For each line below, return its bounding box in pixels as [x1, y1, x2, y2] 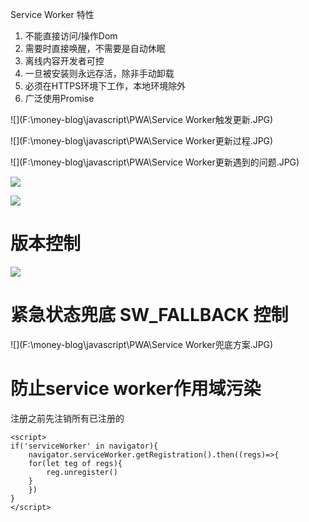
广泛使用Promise [24, 93, 95, 104]
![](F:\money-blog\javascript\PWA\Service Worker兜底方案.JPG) [10, 338, 274, 350]
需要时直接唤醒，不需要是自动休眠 [24, 43, 166, 54]
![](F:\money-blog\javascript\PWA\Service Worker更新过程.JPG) [10, 135, 274, 147]
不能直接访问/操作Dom [24, 30, 118, 42]
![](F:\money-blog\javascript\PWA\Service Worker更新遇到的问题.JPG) [10, 156, 300, 168]
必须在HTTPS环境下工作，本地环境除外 [24, 80, 187, 92]
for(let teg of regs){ [28, 458, 123, 468]
